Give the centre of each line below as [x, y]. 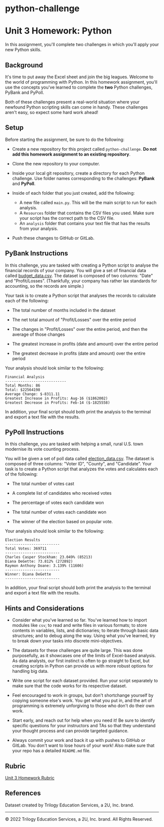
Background [24, 65]
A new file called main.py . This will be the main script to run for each [88, 202]
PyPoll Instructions [35, 432]
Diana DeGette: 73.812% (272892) [39, 562]
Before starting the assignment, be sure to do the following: [65, 139]
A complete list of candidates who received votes [62, 493]
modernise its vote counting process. [42, 449]
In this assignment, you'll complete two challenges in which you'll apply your [82, 45]
